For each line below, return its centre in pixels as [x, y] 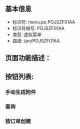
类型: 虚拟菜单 [27, 34]
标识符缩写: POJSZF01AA [38, 28]
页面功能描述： [28, 58]
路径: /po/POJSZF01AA [36, 40]
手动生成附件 [21, 92]
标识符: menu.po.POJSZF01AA [44, 22]
